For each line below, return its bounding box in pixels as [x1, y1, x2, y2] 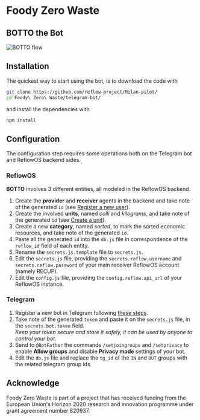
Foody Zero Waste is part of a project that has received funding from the [6, 394, 186, 401]
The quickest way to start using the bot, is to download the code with [6, 77, 178, 85]
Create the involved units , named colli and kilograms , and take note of [14, 210, 190, 217]
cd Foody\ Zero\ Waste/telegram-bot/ [6, 94, 101, 100]
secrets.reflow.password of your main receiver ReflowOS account [14, 261, 180, 268]
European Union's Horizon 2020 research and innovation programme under [6, 400, 194, 408]
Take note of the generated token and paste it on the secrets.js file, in [14, 315, 190, 323]
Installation [6, 61, 49, 71]
